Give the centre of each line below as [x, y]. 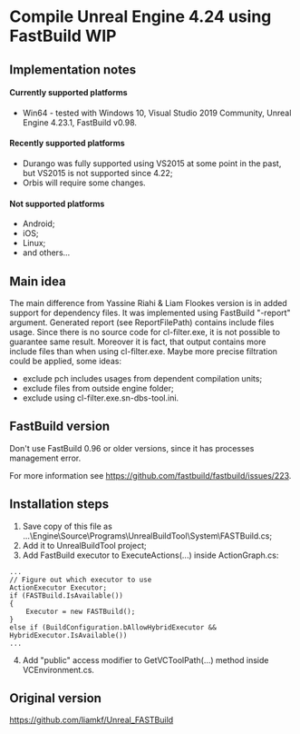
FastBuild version [60, 427]
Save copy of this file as [68, 526]
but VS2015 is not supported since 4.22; [97, 173]
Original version [56, 698]
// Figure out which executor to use [81, 580]
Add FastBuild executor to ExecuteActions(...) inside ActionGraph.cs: [150, 555]
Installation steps [59, 505]
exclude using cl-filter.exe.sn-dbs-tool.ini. [101, 398]
